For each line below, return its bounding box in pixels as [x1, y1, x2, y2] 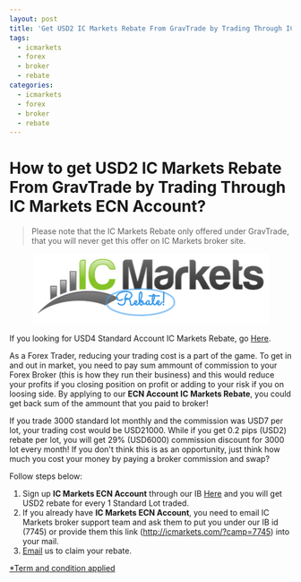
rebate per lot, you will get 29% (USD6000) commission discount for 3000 [9, 435, 285, 446]
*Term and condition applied [9, 563, 116, 574]
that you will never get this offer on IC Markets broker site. [30, 236, 246, 247]
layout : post [9, 14, 58, 23]
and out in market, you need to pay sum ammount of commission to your [9, 360, 278, 371]
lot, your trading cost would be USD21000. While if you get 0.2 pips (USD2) [9, 425, 287, 436]
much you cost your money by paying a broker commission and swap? [9, 454, 271, 465]
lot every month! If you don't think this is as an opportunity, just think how [9, 444, 280, 455]
